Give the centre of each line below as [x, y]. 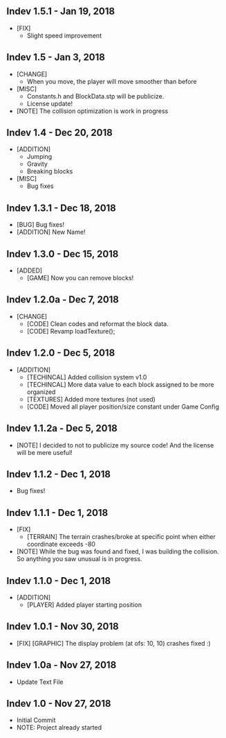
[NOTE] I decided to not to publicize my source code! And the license [115, 445]
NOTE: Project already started [59, 728]
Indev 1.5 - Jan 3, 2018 [56, 57]
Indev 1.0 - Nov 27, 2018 [59, 703]
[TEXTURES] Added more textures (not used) [91, 399]
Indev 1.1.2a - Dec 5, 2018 [62, 428]
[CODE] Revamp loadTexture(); [71, 331]
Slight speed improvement [64, 35]
